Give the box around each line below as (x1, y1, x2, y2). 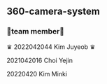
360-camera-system (6, 6, 101, 17)
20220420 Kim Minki (6, 69, 68, 78)
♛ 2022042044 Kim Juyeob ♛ (6, 42, 96, 51)
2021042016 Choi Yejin (6, 56, 73, 64)
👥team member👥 (6, 27, 64, 36)
